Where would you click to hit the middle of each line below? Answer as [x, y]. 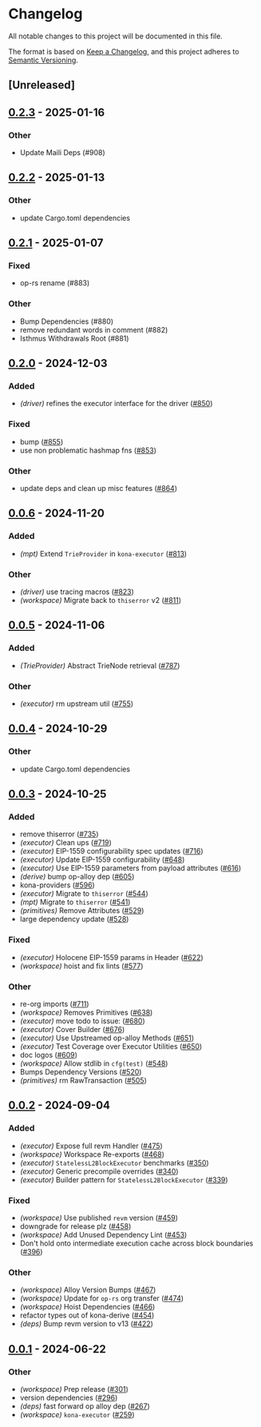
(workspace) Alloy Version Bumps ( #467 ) [88, 1290]
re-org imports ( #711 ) [54, 1003]
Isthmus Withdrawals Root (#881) [74, 338]
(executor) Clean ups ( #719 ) [65, 843]
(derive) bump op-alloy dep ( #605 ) [77, 877]
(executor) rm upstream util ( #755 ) [77, 704]
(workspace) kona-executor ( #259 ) [77, 1414]
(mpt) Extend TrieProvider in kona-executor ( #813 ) [103, 553]
